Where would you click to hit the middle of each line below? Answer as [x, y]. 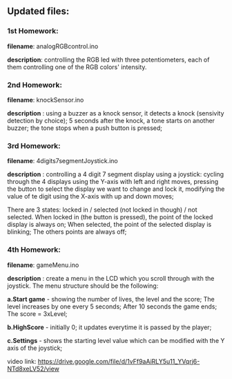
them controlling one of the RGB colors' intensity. [77, 67]
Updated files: [38, 11]
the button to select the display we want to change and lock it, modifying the [116, 189]
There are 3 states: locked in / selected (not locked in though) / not [103, 210]
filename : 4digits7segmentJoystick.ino [63, 161]
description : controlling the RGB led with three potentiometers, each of [108, 59]
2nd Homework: [35, 84]
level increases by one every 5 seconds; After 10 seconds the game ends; [112, 306]
